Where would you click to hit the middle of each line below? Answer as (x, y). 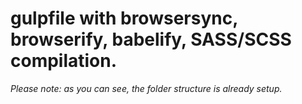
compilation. (64, 61)
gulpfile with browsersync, (124, 18)
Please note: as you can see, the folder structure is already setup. (146, 88)
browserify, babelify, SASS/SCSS (151, 39)
